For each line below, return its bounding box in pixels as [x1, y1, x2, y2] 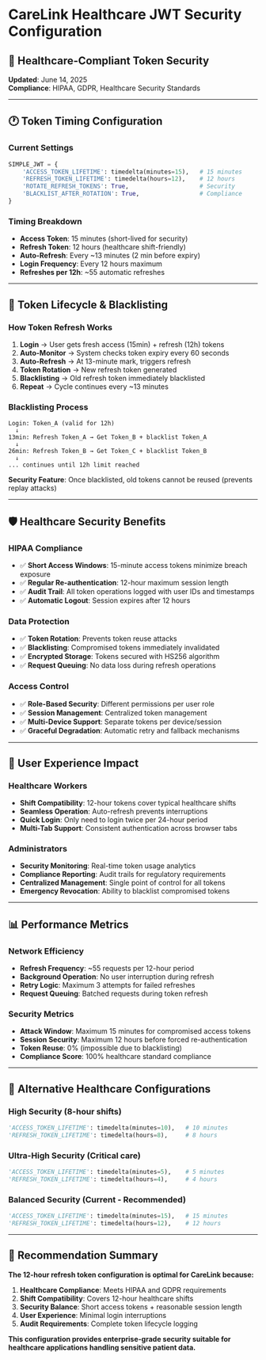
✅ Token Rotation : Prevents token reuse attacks [19, 634, 177, 643]
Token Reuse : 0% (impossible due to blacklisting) [19, 1043, 182, 1053]
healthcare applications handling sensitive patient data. [8, 1343, 196, 1352]
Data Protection [8, 615, 70, 627]
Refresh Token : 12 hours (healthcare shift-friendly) [19, 242, 186, 252]
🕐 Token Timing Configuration [8, 115, 163, 128]
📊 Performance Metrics [8, 917, 129, 931]
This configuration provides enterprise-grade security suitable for [8, 1334, 231, 1343]
